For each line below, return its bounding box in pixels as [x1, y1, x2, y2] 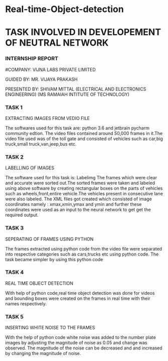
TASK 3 [5, 224, 24, 231]
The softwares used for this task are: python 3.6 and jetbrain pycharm [5, 125, 149, 131]
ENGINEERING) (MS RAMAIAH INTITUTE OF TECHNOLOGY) [5, 91, 129, 97]
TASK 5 [5, 313, 24, 320]
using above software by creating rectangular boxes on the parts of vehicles [5, 185, 163, 191]
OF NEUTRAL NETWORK [5, 37, 109, 49]
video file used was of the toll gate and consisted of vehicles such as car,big [5, 136, 163, 142]
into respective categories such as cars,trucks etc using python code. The [5, 251, 159, 257]
